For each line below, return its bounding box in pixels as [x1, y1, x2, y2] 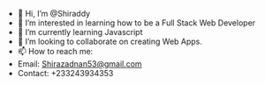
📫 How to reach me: [17, 46, 94, 56]
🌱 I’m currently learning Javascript [17, 27, 143, 37]
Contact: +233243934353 [17, 68, 114, 78]
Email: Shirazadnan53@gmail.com [17, 59, 143, 69]
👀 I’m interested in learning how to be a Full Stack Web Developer [17, 18, 256, 28]
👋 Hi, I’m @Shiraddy [17, 9, 91, 18]
